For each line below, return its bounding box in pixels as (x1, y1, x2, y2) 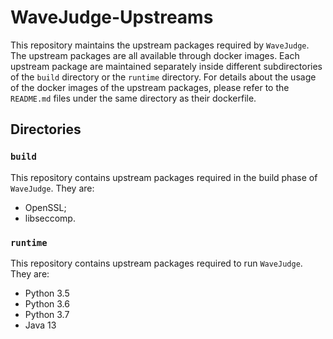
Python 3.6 (24, 297, 70, 310)
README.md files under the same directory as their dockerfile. (10, 92, 257, 104)
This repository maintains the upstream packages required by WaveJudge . (10, 39, 310, 51)
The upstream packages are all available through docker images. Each (10, 49, 300, 61)
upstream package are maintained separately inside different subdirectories (10, 60, 323, 72)
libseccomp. (24, 212, 76, 224)
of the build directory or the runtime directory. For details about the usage (10, 71, 317, 83)
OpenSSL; (24, 201, 67, 213)
